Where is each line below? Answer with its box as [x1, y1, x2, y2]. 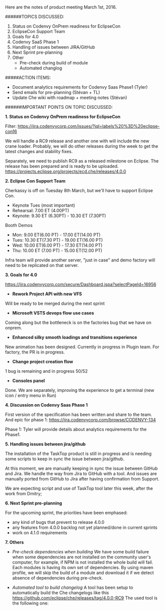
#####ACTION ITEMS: [5, 75, 51, 80]
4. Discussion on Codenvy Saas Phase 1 [5, 402, 88, 408]
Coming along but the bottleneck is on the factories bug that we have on [5, 320, 152, 325]
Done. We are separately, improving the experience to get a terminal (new [5, 387, 155, 393]
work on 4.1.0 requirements [12, 530, 67, 536]
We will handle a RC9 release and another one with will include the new [5, 138, 150, 144]
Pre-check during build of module [19, 60, 88, 65]
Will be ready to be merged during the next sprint [5, 300, 105, 306]
